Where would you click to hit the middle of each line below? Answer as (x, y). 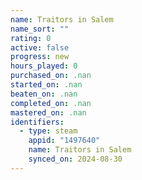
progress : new (40, 57)
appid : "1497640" (64, 141)
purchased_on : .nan (51, 76)
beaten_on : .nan (44, 94)
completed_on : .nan (51, 103)
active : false (40, 47)
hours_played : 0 (44, 66)
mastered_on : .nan (48, 112)
